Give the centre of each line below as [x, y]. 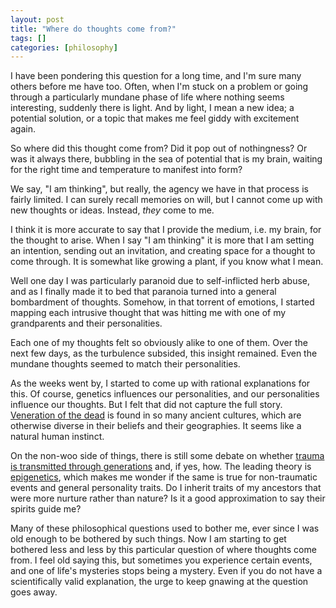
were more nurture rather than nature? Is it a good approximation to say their [168, 498]
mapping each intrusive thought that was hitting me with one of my [148, 313]
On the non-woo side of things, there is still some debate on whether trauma [167, 456]
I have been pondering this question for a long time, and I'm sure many [156, 76]
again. [23, 129]
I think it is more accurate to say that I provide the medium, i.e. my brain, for [166, 230]
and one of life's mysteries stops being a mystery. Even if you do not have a [166, 571]
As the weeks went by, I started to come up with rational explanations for [160, 383]
